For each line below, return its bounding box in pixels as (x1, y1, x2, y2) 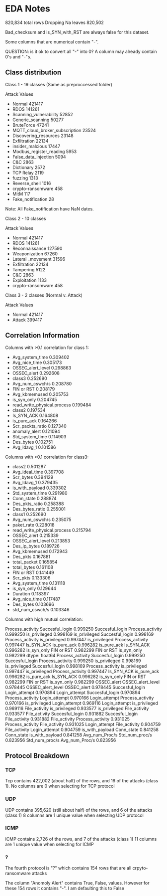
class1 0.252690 (12, 511, 46, 517)
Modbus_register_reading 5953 (12, 148, 77, 155)
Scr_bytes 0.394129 (12, 474, 54, 480)
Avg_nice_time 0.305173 (12, 359, 62, 365)
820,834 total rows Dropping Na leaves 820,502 (5, 19, 104, 25)
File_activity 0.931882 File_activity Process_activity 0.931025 (5, 716, 130, 722)
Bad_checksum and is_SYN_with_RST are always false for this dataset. (5, 29, 150, 35)
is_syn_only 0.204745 (12, 396, 57, 402)
